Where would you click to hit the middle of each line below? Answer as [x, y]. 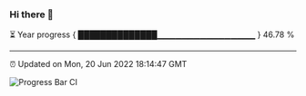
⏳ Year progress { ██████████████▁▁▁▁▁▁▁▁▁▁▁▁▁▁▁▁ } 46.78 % [152, 34]
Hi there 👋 [32, 14]
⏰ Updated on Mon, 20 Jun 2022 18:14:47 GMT [98, 64]
